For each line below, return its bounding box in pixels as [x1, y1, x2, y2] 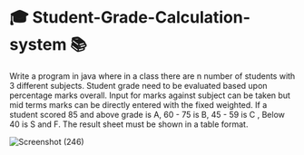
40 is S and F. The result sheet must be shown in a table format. [9, 119, 249, 130]
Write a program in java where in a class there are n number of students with [9, 70, 296, 82]
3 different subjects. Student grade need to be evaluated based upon [9, 80, 268, 91]
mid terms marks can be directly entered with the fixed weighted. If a [9, 99, 268, 110]
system [9, 34, 67, 55]
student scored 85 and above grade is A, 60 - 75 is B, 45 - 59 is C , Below [9, 109, 286, 120]
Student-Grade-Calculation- [32, 7, 251, 28]
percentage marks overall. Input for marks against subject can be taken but [9, 90, 290, 101]
